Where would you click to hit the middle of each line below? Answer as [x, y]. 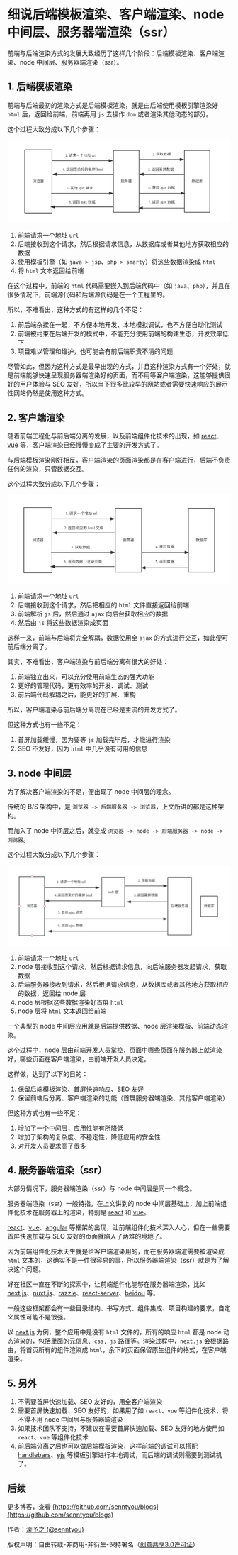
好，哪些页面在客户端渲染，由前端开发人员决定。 [79, 1058]
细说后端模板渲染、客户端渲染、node [116, 15]
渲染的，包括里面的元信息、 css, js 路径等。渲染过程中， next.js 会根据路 [121, 1341]
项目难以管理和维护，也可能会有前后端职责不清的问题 [95, 351]
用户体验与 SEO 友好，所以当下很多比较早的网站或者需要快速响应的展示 [124, 384]
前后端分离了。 [29, 647]
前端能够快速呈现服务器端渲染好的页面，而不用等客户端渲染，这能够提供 [119, 375]
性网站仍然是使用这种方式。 [48, 393]
